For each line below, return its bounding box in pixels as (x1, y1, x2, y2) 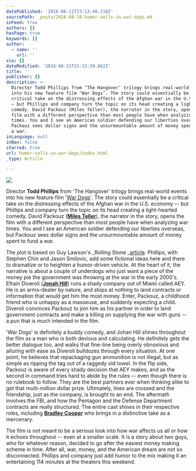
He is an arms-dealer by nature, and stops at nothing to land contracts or (6, 286, 181, 293)
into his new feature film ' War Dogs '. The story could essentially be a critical (6, 194, 188, 201)
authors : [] (6, 25, 35, 31)
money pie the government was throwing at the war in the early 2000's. (6, 274, 178, 281)
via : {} (6, 57, 25, 63)
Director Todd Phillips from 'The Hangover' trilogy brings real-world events (6, 188, 187, 195)
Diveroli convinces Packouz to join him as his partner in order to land (6, 305, 171, 312)
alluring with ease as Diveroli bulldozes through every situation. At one (6, 347, 175, 354)
